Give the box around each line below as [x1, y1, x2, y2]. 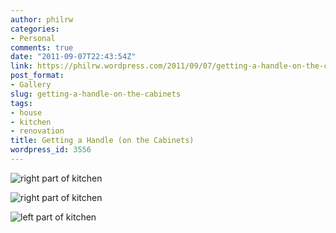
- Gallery [10, 80, 52, 90]
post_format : [10, 71, 65, 81]
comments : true [10, 42, 74, 53]
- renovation [10, 126, 65, 136]
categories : [10, 24, 60, 34]
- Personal [10, 33, 56, 43]
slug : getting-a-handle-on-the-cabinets [10, 89, 182, 99]
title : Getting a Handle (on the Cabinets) [10, 136, 195, 146]
